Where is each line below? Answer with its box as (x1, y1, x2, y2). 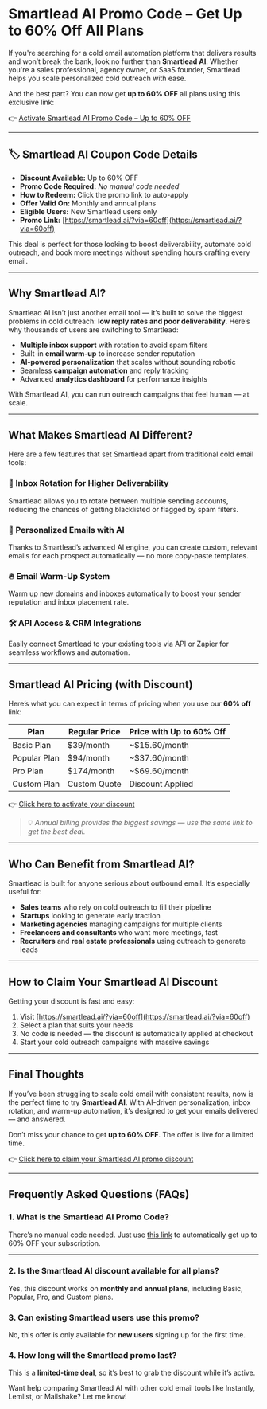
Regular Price (68, 726, 121, 738)
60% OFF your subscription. (8, 1238, 101, 1247)
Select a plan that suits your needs (19, 1020, 133, 1030)
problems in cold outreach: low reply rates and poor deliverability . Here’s (8, 316, 250, 326)
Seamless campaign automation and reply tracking (19, 366, 189, 375)
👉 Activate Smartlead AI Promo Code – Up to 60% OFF (8, 113, 191, 123)
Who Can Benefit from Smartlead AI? (8, 857, 195, 871)
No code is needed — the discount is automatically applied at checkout (19, 1029, 253, 1038)
